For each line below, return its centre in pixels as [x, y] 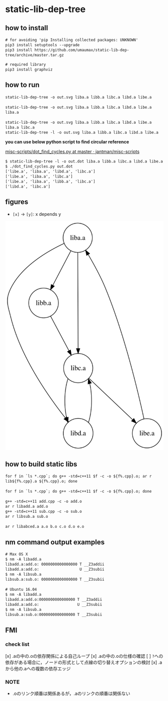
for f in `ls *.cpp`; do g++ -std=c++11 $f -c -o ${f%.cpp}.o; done [78, 492]
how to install [27, 28]
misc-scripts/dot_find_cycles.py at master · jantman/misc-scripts [72, 151]
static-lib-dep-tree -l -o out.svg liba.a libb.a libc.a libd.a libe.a [82, 132]
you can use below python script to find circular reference [67, 141]
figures [17, 202]
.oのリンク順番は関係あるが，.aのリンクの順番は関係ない [71, 693]
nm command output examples [55, 542]
